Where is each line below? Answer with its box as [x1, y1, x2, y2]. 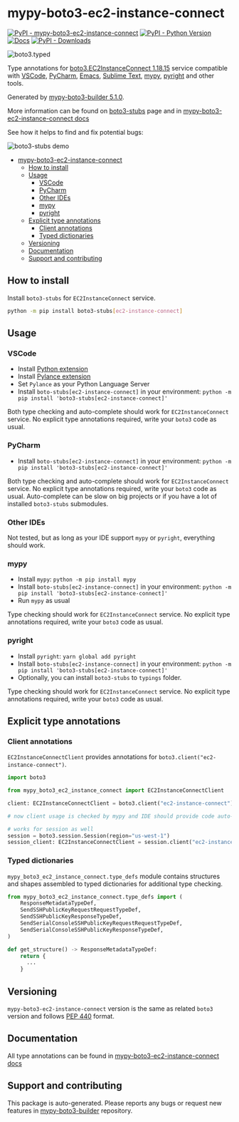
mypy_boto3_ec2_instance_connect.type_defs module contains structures [7, 872, 221, 880]
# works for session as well [7, 825, 94, 833]
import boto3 [7, 774, 46, 781]
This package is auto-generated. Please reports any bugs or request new [7, 1098, 222, 1107]
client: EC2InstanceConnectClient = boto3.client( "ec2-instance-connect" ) [7, 800, 234, 807]
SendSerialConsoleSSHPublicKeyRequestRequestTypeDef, [20, 920, 183, 927]
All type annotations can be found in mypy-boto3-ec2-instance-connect [7, 1051, 219, 1060]
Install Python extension [17, 365, 89, 374]
